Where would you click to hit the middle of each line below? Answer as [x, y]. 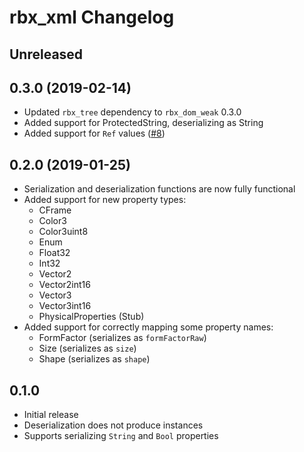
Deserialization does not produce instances [113, 425]
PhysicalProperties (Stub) [91, 317]
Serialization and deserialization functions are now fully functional [159, 189]
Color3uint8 [63, 232]
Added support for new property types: [105, 200]
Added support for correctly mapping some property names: [148, 327]
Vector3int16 [65, 306]
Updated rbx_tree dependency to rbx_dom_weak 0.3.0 [132, 112]
